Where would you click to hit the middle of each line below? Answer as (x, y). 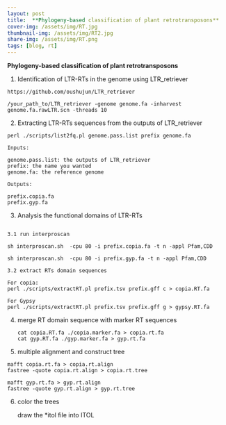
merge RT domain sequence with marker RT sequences (97, 320)
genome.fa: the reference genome (56, 172)
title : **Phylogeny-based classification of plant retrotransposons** (113, 20)
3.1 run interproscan (39, 234)
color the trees (38, 401)
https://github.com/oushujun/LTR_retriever (71, 92)
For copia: (23, 283)
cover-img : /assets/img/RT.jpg (53, 26)
